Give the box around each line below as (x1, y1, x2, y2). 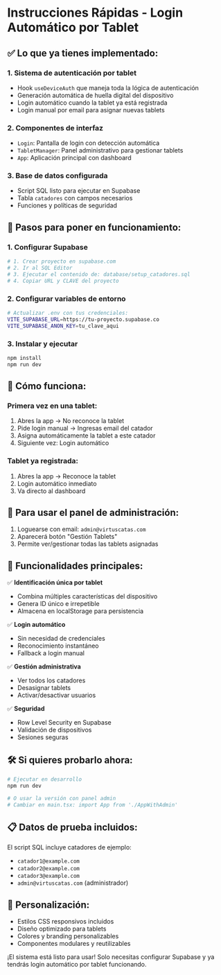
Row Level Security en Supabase (17, 718, 112, 727)
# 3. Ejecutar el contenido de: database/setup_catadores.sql (7, 270, 191, 278)
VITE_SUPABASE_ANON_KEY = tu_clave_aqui (7, 322, 119, 329)
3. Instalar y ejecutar (7, 338, 78, 348)
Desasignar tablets (17, 684, 71, 692)
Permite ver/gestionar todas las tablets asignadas (17, 540, 159, 549)
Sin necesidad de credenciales (17, 635, 105, 643)
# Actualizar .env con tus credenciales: (7, 309, 129, 316)
